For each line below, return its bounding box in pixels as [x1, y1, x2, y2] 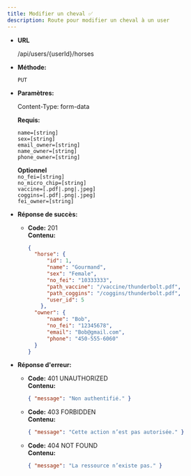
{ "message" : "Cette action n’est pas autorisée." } [27, 429, 185, 436]
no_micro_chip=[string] [17, 179, 87, 186]
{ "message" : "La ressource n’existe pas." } [27, 462, 162, 470]
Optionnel [17, 165, 47, 174]
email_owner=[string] [17, 141, 80, 149]
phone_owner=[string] [17, 154, 80, 161]
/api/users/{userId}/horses [17, 50, 94, 58]
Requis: [17, 116, 40, 124]
